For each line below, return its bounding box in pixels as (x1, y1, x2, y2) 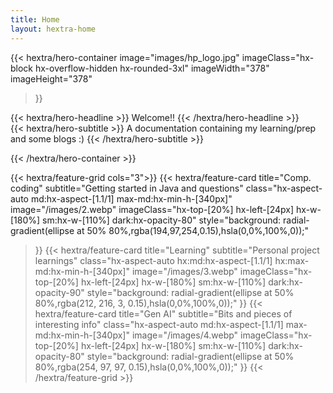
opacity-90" (34, 286, 85, 298)
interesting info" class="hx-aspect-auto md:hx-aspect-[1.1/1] (34, 318, 284, 330)
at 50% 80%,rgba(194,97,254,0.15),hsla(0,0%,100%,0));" (76, 224, 310, 236)
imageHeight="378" (10, 72, 93, 85)
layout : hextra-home (10, 24, 97, 34)
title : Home (10, 14, 60, 25)
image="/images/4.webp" (131, 329, 239, 341)
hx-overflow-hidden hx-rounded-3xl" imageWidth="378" (34, 62, 270, 74)
